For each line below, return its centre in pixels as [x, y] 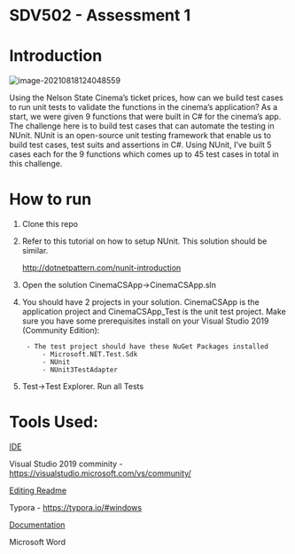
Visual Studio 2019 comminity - [66, 464]
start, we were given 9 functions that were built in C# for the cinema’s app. [145, 117]
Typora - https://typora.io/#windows [76, 507]
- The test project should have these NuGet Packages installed [147, 347]
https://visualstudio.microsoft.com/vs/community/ [101, 473]
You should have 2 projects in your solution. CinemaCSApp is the [140, 302]
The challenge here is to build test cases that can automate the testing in [142, 126]
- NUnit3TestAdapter [80, 370]
